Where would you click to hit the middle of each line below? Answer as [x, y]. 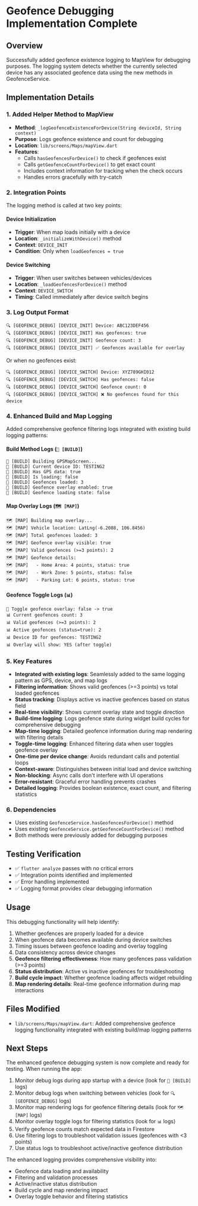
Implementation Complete [72, 24]
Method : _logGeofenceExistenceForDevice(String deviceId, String [98, 127]
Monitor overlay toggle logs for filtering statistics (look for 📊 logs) [95, 1121]
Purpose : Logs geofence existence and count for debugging [89, 139]
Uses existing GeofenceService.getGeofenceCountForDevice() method [99, 829]
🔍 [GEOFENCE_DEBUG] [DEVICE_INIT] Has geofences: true [76, 333]
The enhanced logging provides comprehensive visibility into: [81, 1160]
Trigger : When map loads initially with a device [73, 232]
